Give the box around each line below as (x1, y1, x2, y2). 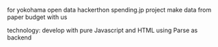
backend (7, 33, 32, 42)
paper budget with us (7, 13, 68, 21)
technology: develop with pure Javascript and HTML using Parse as (7, 27, 198, 34)
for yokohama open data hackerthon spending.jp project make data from (7, 6, 212, 14)
